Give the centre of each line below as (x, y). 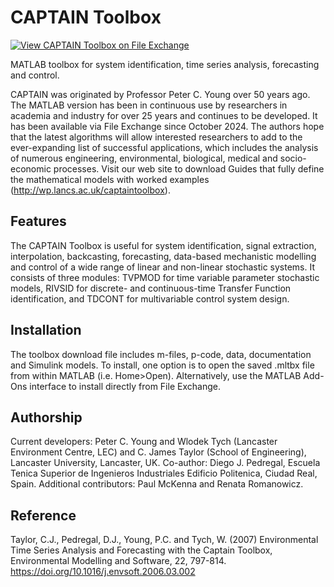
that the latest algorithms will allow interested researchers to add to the (156, 137)
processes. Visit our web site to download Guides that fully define (189, 168)
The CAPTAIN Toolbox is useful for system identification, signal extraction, (163, 245)
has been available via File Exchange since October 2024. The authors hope (167, 126)
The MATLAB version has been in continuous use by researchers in (149, 105)
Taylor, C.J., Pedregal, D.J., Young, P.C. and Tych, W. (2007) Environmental (164, 540)
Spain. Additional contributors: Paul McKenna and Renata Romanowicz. (157, 484)
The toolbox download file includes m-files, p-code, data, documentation (161, 354)
